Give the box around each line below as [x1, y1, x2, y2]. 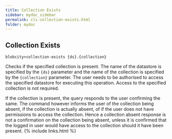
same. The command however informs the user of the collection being [5, 101, 154, 107]
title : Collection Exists [5, 7, 61, 13]
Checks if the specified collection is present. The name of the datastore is [5, 64, 162, 70]
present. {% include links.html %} [5, 128, 77, 134]
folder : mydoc [5, 22, 36, 27]
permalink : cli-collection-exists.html [5, 17, 91, 22]
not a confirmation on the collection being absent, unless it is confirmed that [5, 117, 167, 123]
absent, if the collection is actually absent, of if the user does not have [5, 106, 154, 112]
